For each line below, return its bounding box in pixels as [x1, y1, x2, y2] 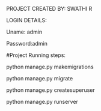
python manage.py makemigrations [6, 63, 94, 70]
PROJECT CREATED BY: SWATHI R [6, 5, 93, 12]
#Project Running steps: [6, 52, 66, 59]
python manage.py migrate [6, 75, 73, 82]
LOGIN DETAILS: [6, 17, 47, 23]
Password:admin [6, 40, 48, 47]
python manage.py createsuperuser [6, 86, 95, 94]
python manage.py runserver [6, 98, 78, 105]
